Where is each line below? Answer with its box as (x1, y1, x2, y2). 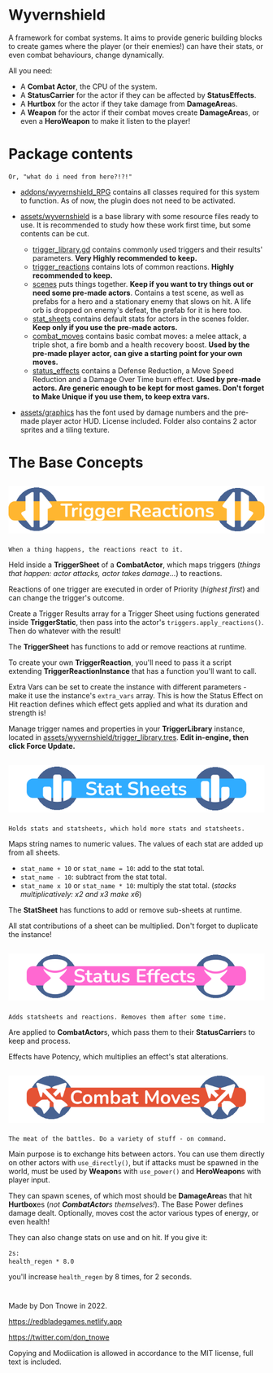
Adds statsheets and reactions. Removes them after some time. (8, 1013, 227, 1021)
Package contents (8, 145, 133, 164)
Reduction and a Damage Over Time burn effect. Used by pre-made (32, 374, 262, 384)
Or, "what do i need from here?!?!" (8, 173, 132, 181)
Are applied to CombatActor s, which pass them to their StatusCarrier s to (8, 1027, 256, 1036)
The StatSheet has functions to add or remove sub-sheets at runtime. (8, 904, 242, 914)
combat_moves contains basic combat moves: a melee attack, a (32, 331, 247, 341)
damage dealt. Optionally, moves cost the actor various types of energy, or (8, 1208, 259, 1218)
